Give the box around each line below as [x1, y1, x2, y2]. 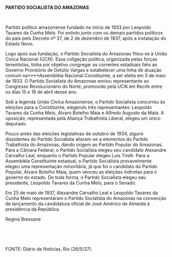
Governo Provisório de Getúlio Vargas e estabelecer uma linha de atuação [5, 67, 162, 73]
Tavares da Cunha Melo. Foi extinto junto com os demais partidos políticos [5, 30, 163, 35]
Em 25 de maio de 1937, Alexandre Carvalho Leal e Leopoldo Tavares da [5, 190, 158, 196]
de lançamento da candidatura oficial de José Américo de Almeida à [5, 200, 150, 207]
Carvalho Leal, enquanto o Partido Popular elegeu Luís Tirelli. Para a [5, 153, 150, 158]
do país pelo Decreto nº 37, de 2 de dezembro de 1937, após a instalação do [5, 35, 166, 41]
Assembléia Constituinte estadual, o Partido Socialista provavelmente [5, 158, 152, 164]
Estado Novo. [5, 41, 34, 47]
